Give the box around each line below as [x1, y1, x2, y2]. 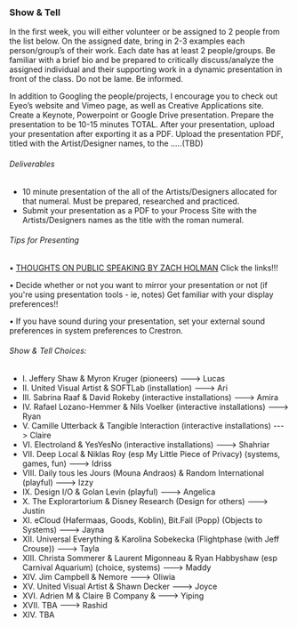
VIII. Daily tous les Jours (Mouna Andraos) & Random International [21, 467, 265, 478]
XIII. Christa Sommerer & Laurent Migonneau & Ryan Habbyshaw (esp [21, 552, 277, 563]
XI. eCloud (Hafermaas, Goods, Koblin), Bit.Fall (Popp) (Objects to [21, 514, 263, 526]
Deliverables [9, 158, 55, 169]
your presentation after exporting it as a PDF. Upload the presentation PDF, [9, 129, 284, 140]
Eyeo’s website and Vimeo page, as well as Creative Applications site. [9, 100, 264, 111]
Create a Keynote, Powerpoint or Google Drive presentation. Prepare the [9, 109, 274, 121]
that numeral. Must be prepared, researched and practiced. [21, 196, 240, 206]
